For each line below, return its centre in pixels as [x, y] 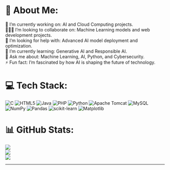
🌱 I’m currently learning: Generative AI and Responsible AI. [66, 51]
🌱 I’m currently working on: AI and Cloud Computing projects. [69, 24]
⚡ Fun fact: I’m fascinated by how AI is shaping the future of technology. [80, 62]
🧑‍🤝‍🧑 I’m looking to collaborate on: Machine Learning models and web [78, 29]
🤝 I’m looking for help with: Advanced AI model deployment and [72, 40]
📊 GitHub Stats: [40, 130]
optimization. [19, 46]
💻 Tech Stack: [36, 86]
